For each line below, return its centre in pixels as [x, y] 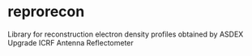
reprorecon [46, 12]
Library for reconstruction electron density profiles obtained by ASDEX [126, 34]
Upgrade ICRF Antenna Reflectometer [71, 42]
